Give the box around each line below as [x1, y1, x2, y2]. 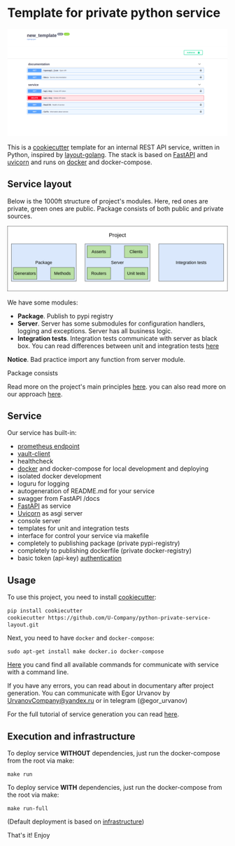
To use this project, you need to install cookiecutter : [7, 593, 157, 601]
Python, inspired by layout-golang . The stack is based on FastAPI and [7, 151, 208, 159]
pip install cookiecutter [7, 607, 83, 615]
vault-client [17, 450, 50, 458]
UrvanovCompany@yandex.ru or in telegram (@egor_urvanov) [7, 697, 187, 705]
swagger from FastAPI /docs [17, 495, 100, 503]
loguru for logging [17, 479, 70, 488]
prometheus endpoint [17, 442, 80, 450]
